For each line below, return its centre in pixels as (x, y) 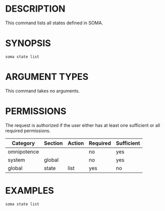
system (16, 160)
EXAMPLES (30, 191)
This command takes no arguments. (42, 91)
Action (76, 143)
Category (23, 143)
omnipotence (23, 151)
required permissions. (28, 131)
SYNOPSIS (28, 43)
